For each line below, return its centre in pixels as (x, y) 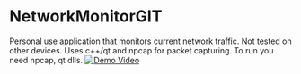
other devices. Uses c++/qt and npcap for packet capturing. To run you (142, 50)
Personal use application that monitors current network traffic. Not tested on (150, 41)
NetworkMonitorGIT (86, 16)
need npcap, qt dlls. (46, 60)
